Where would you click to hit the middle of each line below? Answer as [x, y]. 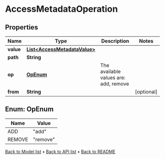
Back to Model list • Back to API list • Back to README [60, 152]
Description [115, 41]
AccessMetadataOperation [61, 9]
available [110, 71]
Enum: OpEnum [29, 109]
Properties [22, 27]
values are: [113, 78]
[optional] [146, 92]
